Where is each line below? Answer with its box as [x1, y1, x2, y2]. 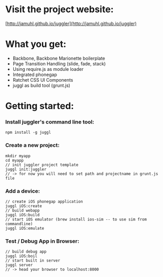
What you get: [5, 38, 67, 50]
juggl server [5, 263, 33, 268]
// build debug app [5, 249, 47, 255]
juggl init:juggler [5, 167, 47, 172]
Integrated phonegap [12, 71, 57, 78]
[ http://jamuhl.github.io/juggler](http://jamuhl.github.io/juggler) [5, 20, 137, 27]
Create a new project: [5, 142, 60, 149]
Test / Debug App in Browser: [5, 237, 79, 244]
